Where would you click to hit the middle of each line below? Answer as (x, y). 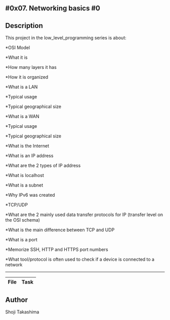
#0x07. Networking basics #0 (53, 8)
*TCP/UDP (16, 205)
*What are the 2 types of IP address (43, 166)
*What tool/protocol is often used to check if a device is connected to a (80, 259)
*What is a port (22, 240)
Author (16, 299)
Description (24, 26)
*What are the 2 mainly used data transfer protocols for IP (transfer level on (84, 215)
